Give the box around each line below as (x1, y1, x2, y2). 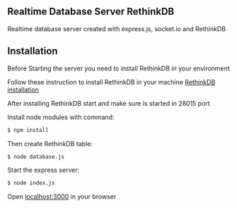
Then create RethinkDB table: (7, 139, 93, 148)
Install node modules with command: (7, 113, 115, 121)
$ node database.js (7, 153, 65, 160)
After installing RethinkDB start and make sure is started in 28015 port (7, 99, 210, 107)
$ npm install (7, 126, 50, 133)
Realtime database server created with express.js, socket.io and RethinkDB (7, 24, 226, 33)
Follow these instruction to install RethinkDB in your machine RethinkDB (7, 77, 216, 86)
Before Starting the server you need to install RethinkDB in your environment (7, 64, 230, 72)
